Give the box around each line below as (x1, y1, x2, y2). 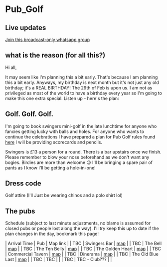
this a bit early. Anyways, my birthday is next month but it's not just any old (5, 79, 160, 85)
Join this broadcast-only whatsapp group (5, 36, 90, 42)
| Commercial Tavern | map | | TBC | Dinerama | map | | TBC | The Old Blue (5, 251, 159, 257)
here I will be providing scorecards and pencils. (5, 139, 103, 145)
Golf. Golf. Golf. (5, 110, 54, 118)
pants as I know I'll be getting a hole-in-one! (5, 164, 96, 170)
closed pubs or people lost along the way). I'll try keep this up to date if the (5, 225, 159, 231)
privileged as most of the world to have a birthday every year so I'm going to (5, 90, 162, 96)
